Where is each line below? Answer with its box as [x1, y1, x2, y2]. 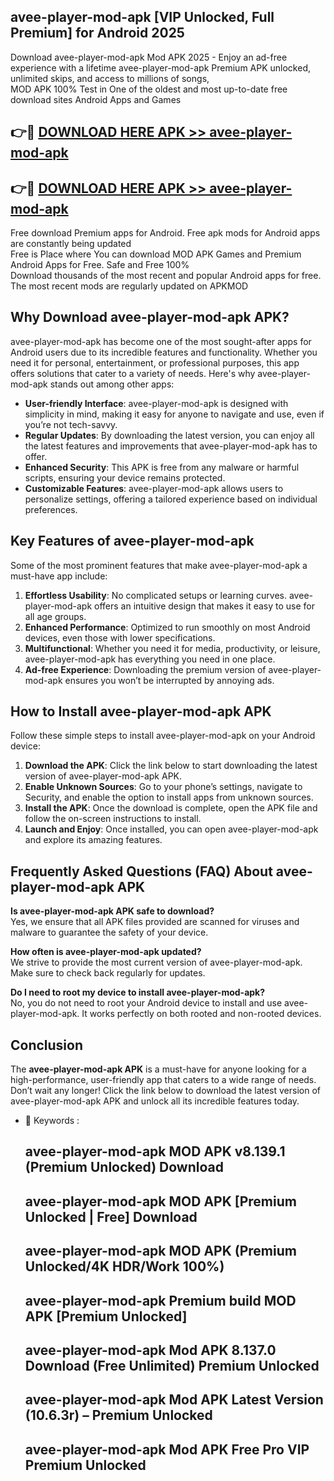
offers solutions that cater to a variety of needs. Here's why [10, 367, 256, 379]
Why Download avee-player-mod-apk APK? [10, 309, 290, 326]
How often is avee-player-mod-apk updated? [10, 946, 202, 958]
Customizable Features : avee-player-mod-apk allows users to [24, 482, 284, 494]
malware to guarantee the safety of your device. [10, 926, 209, 939]
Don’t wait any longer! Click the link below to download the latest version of [10, 1085, 322, 1097]
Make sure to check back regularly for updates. [10, 967, 206, 979]
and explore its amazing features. [24, 834, 163, 846]
